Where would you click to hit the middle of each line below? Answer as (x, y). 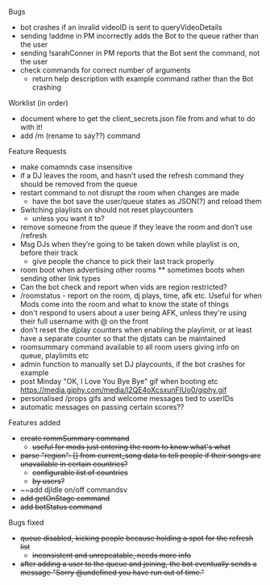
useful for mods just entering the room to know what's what (131, 447)
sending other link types (60, 278)
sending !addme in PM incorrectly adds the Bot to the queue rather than (139, 36)
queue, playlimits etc (54, 355)
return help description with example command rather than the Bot (143, 79)
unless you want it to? (68, 218)
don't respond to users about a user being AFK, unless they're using (133, 313)
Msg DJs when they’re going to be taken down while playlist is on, (130, 244)
